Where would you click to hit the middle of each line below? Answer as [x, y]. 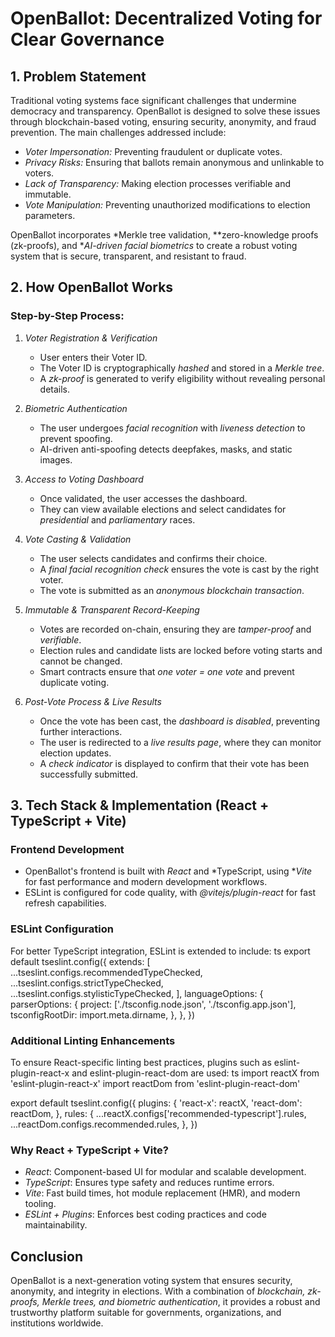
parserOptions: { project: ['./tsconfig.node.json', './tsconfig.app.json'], [153, 1004]
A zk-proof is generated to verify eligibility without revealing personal [182, 378]
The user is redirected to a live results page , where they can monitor [180, 742]
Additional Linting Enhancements [93, 1040]
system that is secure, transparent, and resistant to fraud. [128, 256]
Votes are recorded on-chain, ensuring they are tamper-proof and [175, 629]
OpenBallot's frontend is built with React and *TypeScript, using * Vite [168, 871]
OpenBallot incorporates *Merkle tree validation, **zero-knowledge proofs [164, 235]
